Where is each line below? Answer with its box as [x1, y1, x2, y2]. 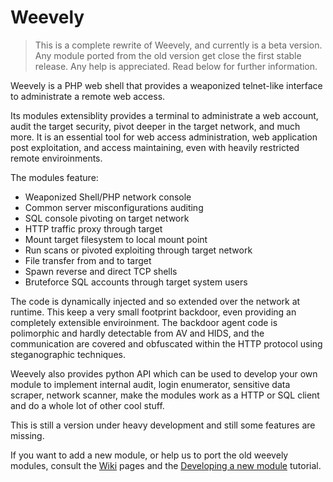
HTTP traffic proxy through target [24, 222, 163, 235]
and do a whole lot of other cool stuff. [10, 399, 165, 411]
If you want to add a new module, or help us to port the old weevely [10, 449, 289, 461]
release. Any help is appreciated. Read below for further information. [34, 60, 318, 72]
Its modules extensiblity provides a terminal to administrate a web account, [10, 109, 319, 121]
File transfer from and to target [24, 254, 152, 266]
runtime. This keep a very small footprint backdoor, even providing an [10, 306, 297, 318]
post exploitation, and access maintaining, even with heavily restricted [10, 141, 300, 153]
